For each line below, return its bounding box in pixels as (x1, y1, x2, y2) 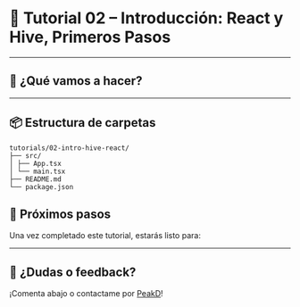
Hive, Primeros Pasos (9, 27, 171, 47)
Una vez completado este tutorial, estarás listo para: (9, 230, 201, 241)
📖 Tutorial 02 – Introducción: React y (9, 8, 284, 29)
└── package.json (9, 182, 74, 191)
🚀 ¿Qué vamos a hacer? (9, 73, 143, 88)
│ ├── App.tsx (9, 159, 62, 168)
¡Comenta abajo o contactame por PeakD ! (9, 288, 163, 299)
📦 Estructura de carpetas (9, 115, 156, 130)
